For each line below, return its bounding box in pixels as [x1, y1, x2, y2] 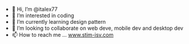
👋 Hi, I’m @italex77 [11, 6, 58, 12]
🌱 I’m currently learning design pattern [11, 18, 106, 25]
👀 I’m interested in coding [11, 12, 75, 19]
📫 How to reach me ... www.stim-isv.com [11, 32, 114, 38]
